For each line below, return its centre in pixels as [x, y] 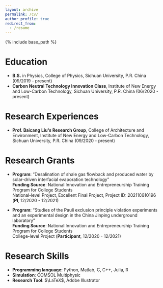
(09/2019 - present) [32, 81]
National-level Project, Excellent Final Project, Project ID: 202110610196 [84, 195]
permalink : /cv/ [22, 14]
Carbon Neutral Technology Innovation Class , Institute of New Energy [84, 86]
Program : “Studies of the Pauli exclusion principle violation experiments [85, 210]
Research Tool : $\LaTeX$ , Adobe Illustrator [56, 280]
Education [26, 62]
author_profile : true [27, 19]
